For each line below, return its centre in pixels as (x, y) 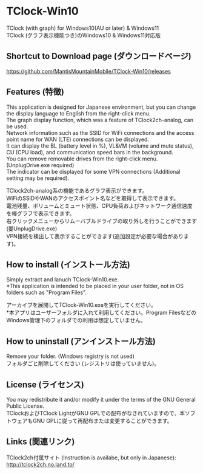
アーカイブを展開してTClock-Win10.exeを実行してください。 (81, 305)
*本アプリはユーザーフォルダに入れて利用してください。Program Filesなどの (101, 313)
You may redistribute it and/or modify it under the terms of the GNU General (101, 400)
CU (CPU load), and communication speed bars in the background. (90, 152)
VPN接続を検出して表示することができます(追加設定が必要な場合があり (95, 236)
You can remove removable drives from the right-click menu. (82, 159)
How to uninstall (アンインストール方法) (81, 341)
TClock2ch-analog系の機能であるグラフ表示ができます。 (77, 190)
